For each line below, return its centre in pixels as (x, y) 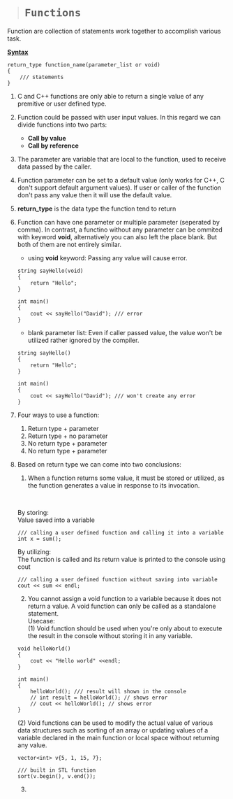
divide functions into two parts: (62, 125)
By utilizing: (34, 551)
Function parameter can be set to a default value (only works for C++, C (121, 180)
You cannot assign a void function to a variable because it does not (124, 598)
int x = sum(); (39, 539)
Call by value (47, 138)
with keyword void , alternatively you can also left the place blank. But (117, 236)
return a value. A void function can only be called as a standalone (122, 606)
